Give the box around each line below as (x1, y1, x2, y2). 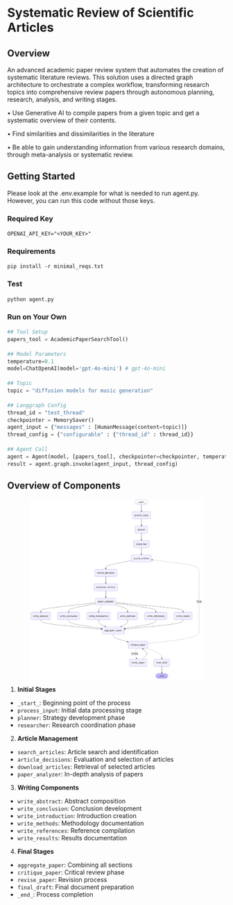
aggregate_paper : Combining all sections (17, 861, 133, 869)
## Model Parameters (7, 350, 67, 357)
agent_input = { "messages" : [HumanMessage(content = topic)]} (7, 424, 188, 431)
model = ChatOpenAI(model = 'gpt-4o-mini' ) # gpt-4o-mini (7, 365, 166, 373)
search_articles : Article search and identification (17, 747, 159, 756)
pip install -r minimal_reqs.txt (7, 263, 104, 270)
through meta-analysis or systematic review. (7, 151, 134, 158)
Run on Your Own (7, 311, 67, 321)
